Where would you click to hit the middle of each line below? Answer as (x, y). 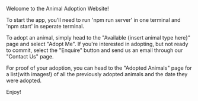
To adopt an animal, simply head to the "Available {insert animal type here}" (98, 38)
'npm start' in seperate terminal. (45, 26)
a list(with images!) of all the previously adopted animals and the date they (97, 74)
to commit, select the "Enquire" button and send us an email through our (95, 50)
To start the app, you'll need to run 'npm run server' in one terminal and (93, 20)
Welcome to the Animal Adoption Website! (58, 9)
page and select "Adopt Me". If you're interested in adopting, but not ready (97, 44)
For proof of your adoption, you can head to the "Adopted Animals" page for (99, 68)
